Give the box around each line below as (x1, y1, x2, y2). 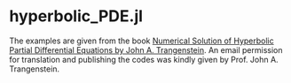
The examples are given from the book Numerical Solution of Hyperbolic (9, 35, 275, 46)
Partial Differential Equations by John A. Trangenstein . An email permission (9, 44, 283, 55)
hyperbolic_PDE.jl (9, 6, 144, 26)
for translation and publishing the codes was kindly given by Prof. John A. (9, 54, 279, 64)
